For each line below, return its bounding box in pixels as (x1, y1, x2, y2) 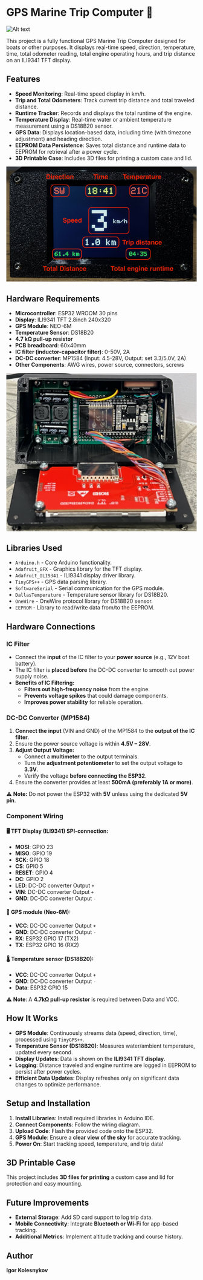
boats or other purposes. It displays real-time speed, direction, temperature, (6, 44, 196, 51)
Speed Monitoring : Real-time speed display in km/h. (14, 90, 146, 97)
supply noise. (14, 673, 49, 680)
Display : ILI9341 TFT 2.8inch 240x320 (14, 316, 111, 323)
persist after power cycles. (14, 1068, 82, 1075)
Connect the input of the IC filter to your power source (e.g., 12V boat (14, 654, 190, 661)
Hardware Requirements (6, 294, 100, 304)
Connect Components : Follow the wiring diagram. (14, 1121, 141, 1128)
